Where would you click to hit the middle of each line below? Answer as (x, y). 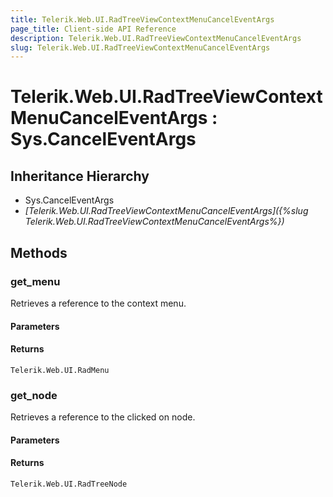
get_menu (35, 281)
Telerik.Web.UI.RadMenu (60, 370)
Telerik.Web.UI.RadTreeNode (69, 484)
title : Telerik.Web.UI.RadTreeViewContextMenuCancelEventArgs (142, 19)
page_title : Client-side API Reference (93, 29)
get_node (34, 395)
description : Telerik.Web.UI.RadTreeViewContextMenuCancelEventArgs (156, 38)
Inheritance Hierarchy (80, 176)
